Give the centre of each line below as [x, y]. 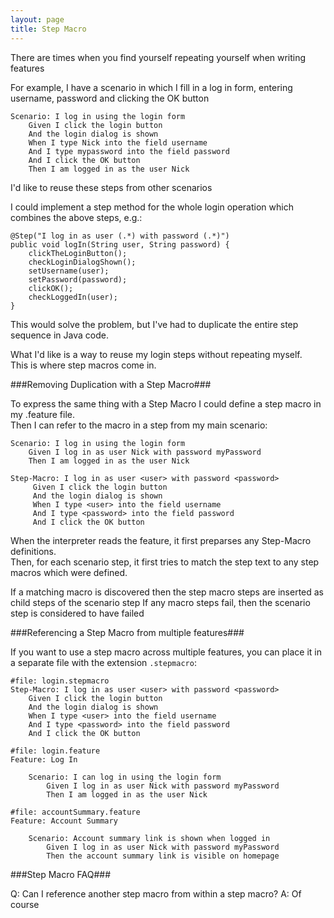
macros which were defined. [69, 572]
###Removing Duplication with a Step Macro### [111, 384]
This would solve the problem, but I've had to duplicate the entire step [154, 324]
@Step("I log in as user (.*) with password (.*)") [120, 236]
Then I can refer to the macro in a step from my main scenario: [139, 425]
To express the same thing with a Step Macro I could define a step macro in [166, 403]
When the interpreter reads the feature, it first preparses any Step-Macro [161, 540]
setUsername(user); [69, 271]
